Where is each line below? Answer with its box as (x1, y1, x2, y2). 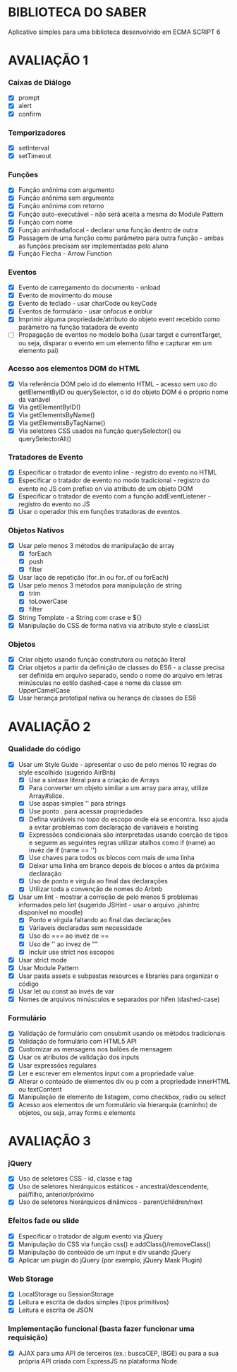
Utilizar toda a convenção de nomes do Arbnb (28, 885, 163, 893)
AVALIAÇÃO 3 (8, 1133, 91, 1150)
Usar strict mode (18, 955, 68, 964)
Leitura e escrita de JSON (18, 1306, 94, 1314)
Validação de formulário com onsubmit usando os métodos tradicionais (18, 1029, 226, 1038)
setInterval (18, 143, 50, 152)
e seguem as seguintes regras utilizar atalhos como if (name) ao (28, 838, 216, 847)
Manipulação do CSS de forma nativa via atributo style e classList (18, 621, 209, 629)
